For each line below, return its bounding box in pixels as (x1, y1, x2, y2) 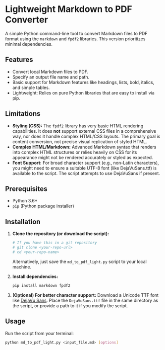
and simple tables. (12, 85, 50, 90)
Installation (5, 217, 41, 226)
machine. (12, 263, 32, 269)
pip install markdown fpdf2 (12, 283, 70, 288)
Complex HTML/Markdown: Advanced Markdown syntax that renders (12, 144, 157, 150)
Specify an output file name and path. (12, 74, 90, 80)
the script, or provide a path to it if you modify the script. (12, 302, 128, 309)
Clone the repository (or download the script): (12, 231, 109, 237)
